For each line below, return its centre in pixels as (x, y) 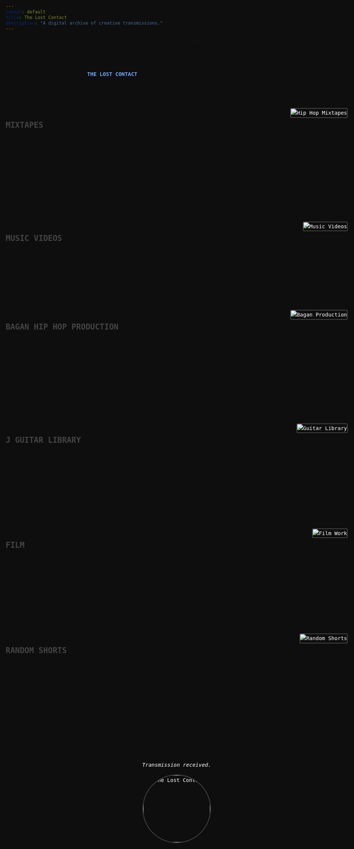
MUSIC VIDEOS (34, 239)
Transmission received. (177, 765)
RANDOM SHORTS (36, 650)
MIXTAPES (25, 125)
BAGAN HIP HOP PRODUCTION (62, 327)
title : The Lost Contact (36, 17)
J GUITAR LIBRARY (43, 440)
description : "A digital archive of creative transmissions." (84, 23)
